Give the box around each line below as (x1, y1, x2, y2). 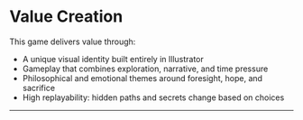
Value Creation (9, 6, 124, 27)
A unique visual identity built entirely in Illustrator (22, 53, 205, 64)
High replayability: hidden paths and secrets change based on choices (22, 92, 285, 103)
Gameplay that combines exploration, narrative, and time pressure (22, 63, 269, 74)
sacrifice (22, 82, 56, 93)
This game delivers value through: (9, 36, 136, 47)
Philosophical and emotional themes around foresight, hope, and (22, 72, 263, 83)
